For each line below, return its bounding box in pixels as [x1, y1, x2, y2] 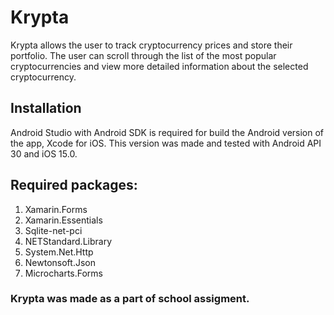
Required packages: [10, 177, 138, 194]
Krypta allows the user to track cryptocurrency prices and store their [10, 39, 293, 51]
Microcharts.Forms [24, 267, 104, 279]
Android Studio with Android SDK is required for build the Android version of [10, 126, 325, 138]
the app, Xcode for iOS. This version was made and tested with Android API [10, 137, 322, 149]
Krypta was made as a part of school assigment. [10, 292, 250, 306]
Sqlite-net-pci [24, 224, 83, 236]
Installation [10, 100, 82, 117]
